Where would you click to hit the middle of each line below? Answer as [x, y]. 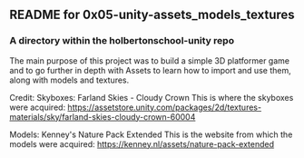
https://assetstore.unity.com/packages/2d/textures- [164, 107]
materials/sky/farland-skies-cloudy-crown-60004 [103, 116]
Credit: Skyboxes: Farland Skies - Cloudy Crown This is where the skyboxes [152, 97]
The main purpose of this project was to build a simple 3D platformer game [150, 60]
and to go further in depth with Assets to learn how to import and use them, [151, 70]
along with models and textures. [69, 80]
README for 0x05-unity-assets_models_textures [152, 15]
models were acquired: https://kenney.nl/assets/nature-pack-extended [142, 143]
